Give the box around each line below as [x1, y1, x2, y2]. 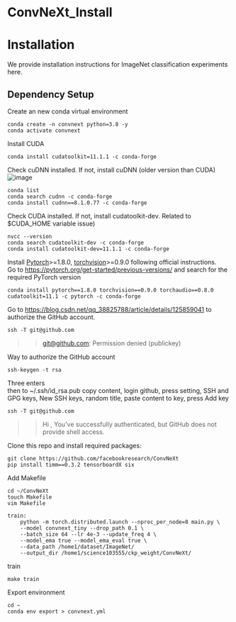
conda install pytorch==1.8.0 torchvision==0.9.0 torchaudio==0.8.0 [7, 287, 214, 294]
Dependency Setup [7, 88, 94, 100]
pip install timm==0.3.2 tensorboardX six [7, 461, 135, 468]
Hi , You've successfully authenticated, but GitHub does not [42, 420, 218, 428]
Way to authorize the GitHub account [7, 352, 116, 361]
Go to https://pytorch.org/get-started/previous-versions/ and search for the [7, 265, 228, 274]
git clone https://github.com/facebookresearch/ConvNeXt [7, 455, 179, 462]
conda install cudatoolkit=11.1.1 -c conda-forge [7, 153, 157, 160]
